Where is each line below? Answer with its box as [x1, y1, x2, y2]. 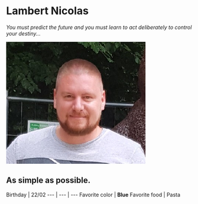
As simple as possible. [6, 176, 90, 186]
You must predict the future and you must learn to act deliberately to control [6, 24, 192, 31]
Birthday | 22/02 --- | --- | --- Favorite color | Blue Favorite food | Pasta [6, 191, 181, 198]
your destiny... [6, 30, 41, 37]
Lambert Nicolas [6, 4, 89, 18]
